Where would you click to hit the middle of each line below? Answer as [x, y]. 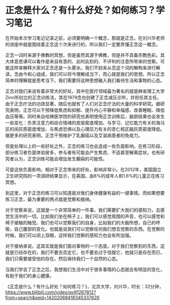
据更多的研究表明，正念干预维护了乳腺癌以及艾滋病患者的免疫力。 [74, 135]
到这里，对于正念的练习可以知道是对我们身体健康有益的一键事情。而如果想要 [85, 193]
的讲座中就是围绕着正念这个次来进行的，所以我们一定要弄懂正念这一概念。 [83, 44]
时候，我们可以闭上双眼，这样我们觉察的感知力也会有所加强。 [70, 235]
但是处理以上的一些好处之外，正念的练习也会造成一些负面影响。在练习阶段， [85, 146]
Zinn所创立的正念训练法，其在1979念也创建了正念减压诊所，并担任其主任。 [83, 97]
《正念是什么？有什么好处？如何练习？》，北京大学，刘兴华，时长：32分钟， [84, 286]
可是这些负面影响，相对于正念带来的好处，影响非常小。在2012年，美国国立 [83, 169]
